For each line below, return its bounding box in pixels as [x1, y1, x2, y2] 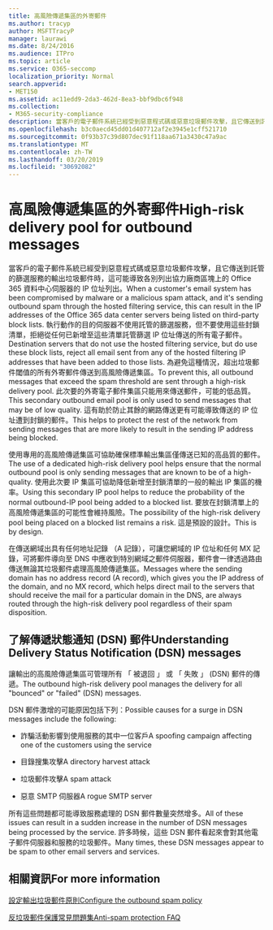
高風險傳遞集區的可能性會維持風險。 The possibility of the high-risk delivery [8, 508, 261, 517]
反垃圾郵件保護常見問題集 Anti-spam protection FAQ [8, 912, 181, 922]
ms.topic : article [8, 58, 71, 66]
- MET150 [8, 87, 38, 96]
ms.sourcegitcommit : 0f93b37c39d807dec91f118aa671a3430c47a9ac [8, 132, 227, 141]
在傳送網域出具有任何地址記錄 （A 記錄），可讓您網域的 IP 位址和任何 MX [8, 543, 252, 553]
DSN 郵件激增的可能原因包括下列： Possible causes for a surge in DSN [8, 704, 244, 715]
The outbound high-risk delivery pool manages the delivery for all [23, 679, 242, 689]
